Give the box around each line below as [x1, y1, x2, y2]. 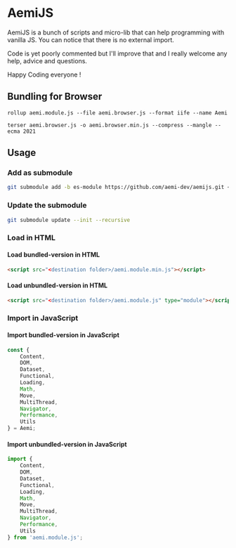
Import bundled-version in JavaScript [7, 331, 119, 339]
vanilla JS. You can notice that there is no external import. [7, 35, 174, 44]
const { [7, 346, 30, 353]
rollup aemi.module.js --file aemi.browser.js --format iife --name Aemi [7, 109, 228, 117]
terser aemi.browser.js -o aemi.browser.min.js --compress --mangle [7, 122, 212, 129]
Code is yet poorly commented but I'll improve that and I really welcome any [7, 49, 228, 58]
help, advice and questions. [7, 56, 88, 65]
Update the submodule [7, 200, 87, 210]
